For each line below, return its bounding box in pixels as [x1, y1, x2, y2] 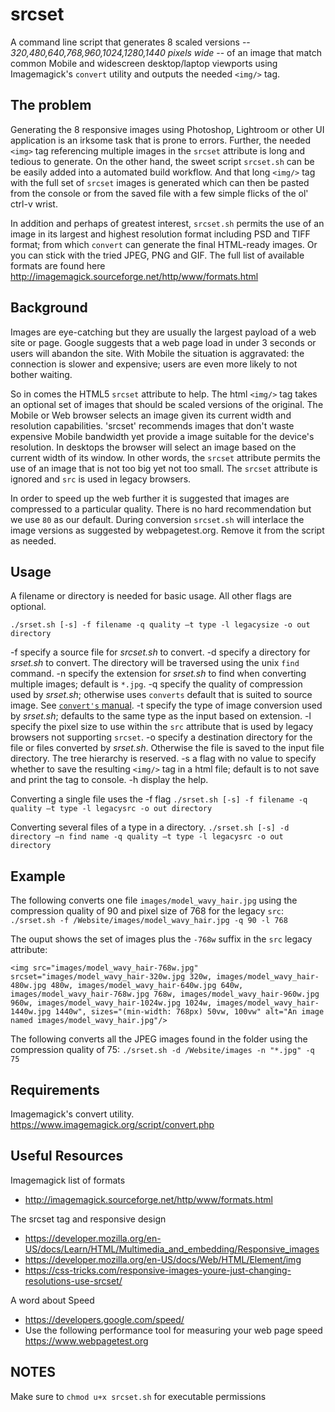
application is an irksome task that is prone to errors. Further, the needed [10, 134, 312, 146]
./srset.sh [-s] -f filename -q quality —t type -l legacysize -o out [10, 620, 311, 630]
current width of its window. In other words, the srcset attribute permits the [10, 451, 321, 463]
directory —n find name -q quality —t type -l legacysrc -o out [10, 832, 284, 842]
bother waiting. [10, 368, 73, 380]
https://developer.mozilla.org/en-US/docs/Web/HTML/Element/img [24, 1253, 302, 1265]
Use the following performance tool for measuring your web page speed [24, 1324, 323, 1336]
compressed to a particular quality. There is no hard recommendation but [10, 503, 312, 515]
